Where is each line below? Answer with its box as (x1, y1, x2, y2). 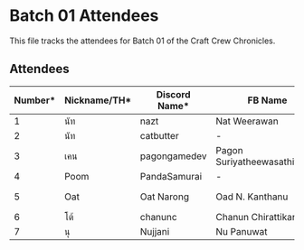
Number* (14, 94, 56, 106)
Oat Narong (139, 190, 190, 203)
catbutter (139, 129, 179, 142)
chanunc (139, 210, 178, 223)
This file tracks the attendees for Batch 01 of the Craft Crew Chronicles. (9, 35, 276, 46)
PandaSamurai (139, 170, 203, 182)
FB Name (247, 94, 288, 106)
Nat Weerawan (215, 115, 279, 127)
